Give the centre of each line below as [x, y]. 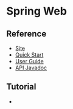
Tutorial [21, 87]
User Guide [29, 61]
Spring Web [36, 11]
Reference [26, 34]
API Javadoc [31, 68]
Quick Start [29, 55]
